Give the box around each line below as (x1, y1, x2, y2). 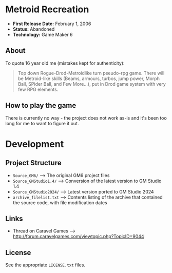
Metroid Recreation (5, 4, 89, 15)
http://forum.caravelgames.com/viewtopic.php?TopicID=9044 (12, 233, 145, 240)
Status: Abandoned (12, 26, 55, 32)
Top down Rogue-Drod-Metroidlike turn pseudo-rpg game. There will (17, 70, 165, 76)
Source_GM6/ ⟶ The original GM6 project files (12, 172, 110, 178)
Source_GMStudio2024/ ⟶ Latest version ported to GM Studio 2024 (12, 188, 154, 194)
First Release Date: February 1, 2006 (12, 21, 91, 27)
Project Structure (5, 159, 62, 167)
